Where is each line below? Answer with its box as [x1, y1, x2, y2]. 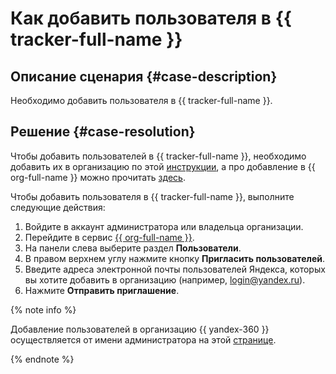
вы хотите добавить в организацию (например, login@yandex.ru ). [24, 273, 306, 286]
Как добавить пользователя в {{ [10, 7, 292, 30]
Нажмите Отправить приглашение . [24, 284, 180, 296]
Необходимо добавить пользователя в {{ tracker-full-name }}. [10, 95, 273, 106]
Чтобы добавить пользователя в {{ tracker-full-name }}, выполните [10, 190, 295, 202]
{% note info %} [10, 303, 77, 316]
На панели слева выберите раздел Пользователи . [24, 242, 242, 254]
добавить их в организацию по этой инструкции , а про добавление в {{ [10, 160, 316, 172]
